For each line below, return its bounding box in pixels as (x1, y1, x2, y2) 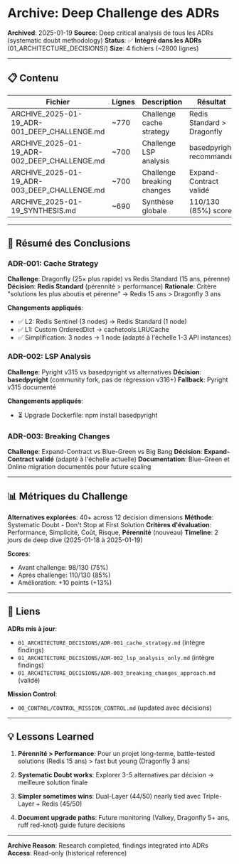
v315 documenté (7, 382, 56, 391)
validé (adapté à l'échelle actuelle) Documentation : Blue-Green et (35, 455, 230, 463)
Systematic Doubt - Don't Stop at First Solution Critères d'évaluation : (7, 520, 212, 529)
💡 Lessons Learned (7, 730, 95, 743)
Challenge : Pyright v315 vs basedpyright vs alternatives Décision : (7, 367, 202, 376)
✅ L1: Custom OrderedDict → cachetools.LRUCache (17, 325, 169, 334)
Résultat (196, 97, 226, 107)
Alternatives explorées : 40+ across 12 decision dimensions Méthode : (7, 513, 214, 522)
